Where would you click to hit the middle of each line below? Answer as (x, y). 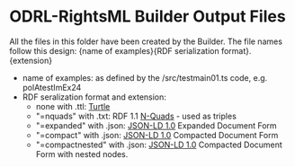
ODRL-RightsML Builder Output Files (147, 17)
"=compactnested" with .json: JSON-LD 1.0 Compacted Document (159, 145)
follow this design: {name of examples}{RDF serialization (114, 50)
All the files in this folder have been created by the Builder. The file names (146, 41)
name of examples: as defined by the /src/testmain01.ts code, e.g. (145, 77)
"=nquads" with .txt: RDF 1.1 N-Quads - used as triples (136, 116)
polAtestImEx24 (52, 87)
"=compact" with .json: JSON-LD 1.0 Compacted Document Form (157, 135)
